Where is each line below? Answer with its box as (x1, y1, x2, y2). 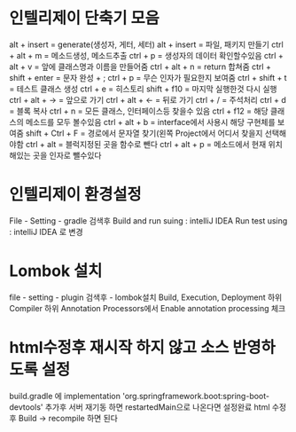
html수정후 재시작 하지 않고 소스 (9, 338, 230, 357)
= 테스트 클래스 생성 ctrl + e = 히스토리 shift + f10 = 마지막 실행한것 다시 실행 (9, 83, 277, 94)
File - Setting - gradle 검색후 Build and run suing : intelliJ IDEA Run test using (9, 215, 288, 226)
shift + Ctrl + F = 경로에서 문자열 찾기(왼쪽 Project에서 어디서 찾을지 (25, 128, 263, 138)
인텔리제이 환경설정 (9, 185, 142, 205)
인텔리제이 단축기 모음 (9, 8, 160, 28)
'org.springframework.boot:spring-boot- (122, 390, 270, 401)
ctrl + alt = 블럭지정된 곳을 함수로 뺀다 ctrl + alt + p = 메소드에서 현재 (25, 138, 267, 149)
